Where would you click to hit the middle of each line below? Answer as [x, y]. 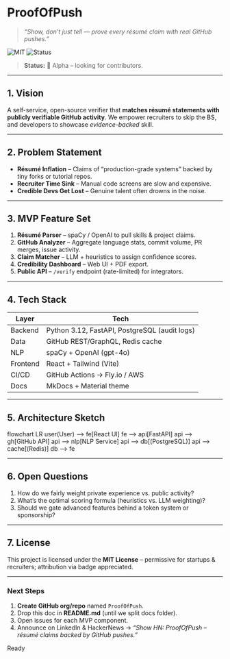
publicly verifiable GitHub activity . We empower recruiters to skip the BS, [112, 117]
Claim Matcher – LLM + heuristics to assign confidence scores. [107, 257]
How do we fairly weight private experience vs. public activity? [105, 493]
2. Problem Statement [54, 152]
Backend [25, 330]
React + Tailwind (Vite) [83, 364]
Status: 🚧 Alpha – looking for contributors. [84, 65]
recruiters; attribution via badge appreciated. [70, 567]
